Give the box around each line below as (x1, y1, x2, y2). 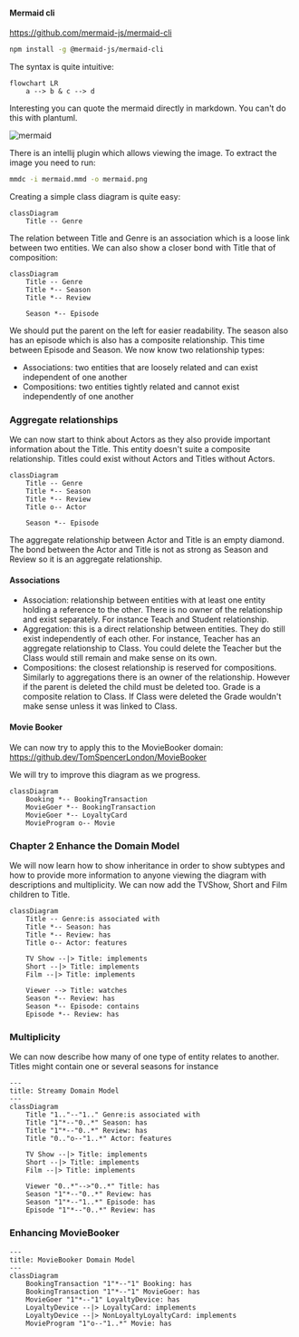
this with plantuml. (9, 113, 78, 123)
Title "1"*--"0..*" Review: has (25, 1126, 148, 1135)
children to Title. (9, 889, 71, 900)
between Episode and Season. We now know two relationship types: (9, 344, 265, 355)
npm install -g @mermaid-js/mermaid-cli (9, 45, 165, 54)
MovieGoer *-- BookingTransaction (25, 802, 156, 811)
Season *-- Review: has (25, 994, 116, 1003)
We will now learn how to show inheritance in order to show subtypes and (9, 860, 285, 870)
